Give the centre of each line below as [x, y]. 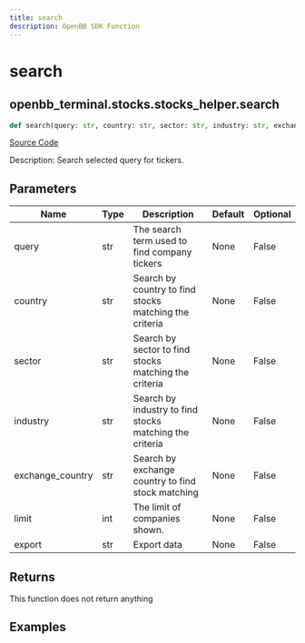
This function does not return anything [81, 599]
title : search [36, 18]
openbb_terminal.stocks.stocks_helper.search [144, 105]
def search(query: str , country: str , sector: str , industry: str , [140, 125]
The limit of [157, 507]
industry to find [165, 410]
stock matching [166, 492]
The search [157, 229]
